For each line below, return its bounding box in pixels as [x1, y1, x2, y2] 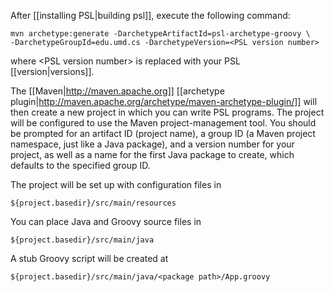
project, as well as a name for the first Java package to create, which [10, 149, 295, 160]
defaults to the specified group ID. [10, 160, 151, 171]
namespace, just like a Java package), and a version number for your [10, 138, 295, 150]
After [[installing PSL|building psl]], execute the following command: [10, 10, 291, 21]
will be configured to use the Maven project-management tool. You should [10, 117, 317, 129]
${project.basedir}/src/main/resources [10, 198, 177, 208]
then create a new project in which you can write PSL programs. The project [10, 106, 325, 118]
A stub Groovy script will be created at [10, 253, 169, 264]
